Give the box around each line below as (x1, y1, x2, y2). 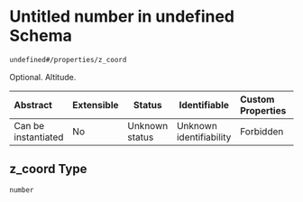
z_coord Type (9, 161, 87, 177)
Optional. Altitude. (9, 71, 77, 82)
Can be (14, 119, 45, 132)
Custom (240, 93, 275, 106)
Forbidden (240, 124, 284, 137)
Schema (9, 25, 72, 46)
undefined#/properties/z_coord (9, 55, 127, 64)
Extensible (71, 98, 119, 111)
